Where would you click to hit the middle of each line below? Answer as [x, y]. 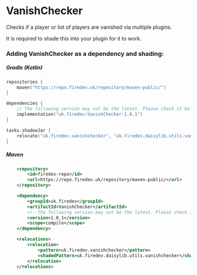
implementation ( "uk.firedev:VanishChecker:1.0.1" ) [80, 115]
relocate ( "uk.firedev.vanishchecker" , [64, 136]
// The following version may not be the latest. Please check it [99, 109]
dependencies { [25, 103]
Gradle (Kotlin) [24, 68]
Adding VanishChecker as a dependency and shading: [85, 53]
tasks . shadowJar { [28, 130]
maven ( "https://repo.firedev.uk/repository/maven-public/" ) [91, 87]
